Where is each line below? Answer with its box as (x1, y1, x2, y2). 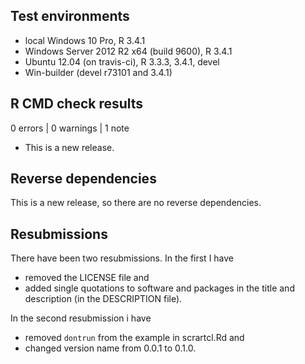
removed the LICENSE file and (24, 272, 150, 284)
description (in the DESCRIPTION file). (24, 293, 183, 305)
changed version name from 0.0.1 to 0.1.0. (24, 342, 197, 354)
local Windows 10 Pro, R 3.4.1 (24, 34, 146, 46)
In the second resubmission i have (10, 312, 152, 324)
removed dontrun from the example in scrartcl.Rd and (24, 332, 245, 344)
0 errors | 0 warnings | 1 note (10, 122, 130, 134)
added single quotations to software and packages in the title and (24, 282, 295, 294)
